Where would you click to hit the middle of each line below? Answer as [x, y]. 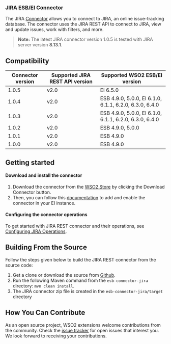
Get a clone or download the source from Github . [64, 275]
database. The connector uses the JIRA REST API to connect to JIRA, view [83, 24]
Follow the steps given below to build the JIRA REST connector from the [81, 259]
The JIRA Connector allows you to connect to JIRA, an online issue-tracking [85, 19]
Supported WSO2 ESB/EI [132, 75]
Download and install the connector [44, 175]
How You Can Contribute [45, 313]
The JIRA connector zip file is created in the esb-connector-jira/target [88, 291]
